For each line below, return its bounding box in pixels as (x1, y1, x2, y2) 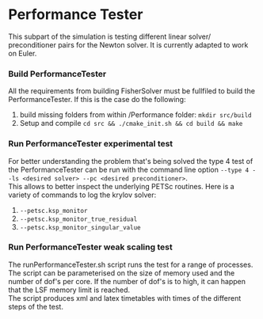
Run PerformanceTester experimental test (8, 139, 173, 150)
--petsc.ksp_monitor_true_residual (19, 215, 138, 223)
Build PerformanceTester (8, 68, 107, 79)
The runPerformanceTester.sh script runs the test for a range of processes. (8, 260, 253, 269)
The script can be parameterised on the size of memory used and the (8, 268, 235, 278)
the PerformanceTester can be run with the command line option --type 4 (8, 165, 250, 174)
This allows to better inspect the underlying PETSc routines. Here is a (8, 181, 235, 191)
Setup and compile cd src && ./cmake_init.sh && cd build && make (19, 119, 243, 128)
